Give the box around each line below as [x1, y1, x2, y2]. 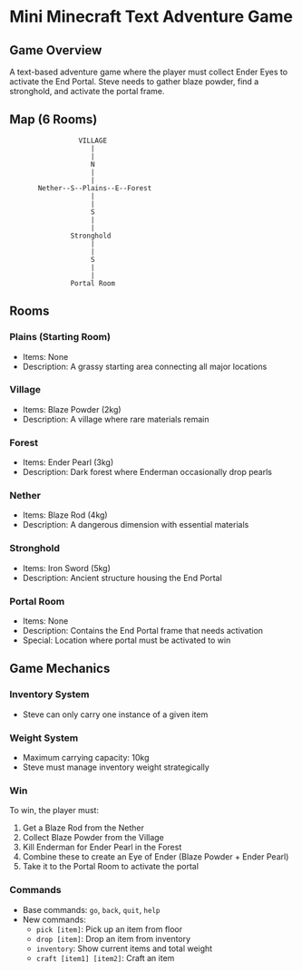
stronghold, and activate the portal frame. [9, 86, 165, 96]
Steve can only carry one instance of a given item [22, 709, 209, 720]
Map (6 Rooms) [9, 112, 98, 128]
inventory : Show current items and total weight [35, 943, 213, 954]
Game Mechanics [9, 661, 111, 676]
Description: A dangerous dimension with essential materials [22, 519, 249, 530]
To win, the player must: [9, 805, 100, 816]
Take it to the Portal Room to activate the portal [22, 861, 200, 872]
